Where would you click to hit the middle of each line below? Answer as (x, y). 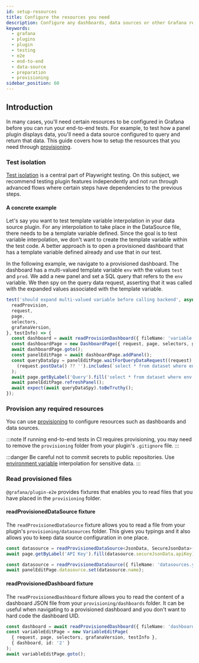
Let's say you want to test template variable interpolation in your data (90, 221)
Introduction (30, 107)
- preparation (29, 72)
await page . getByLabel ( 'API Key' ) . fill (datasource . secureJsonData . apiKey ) (100, 554)
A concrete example (31, 208)
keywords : (18, 28)
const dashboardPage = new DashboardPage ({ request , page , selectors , (100, 344)
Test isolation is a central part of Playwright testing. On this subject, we (93, 175)
